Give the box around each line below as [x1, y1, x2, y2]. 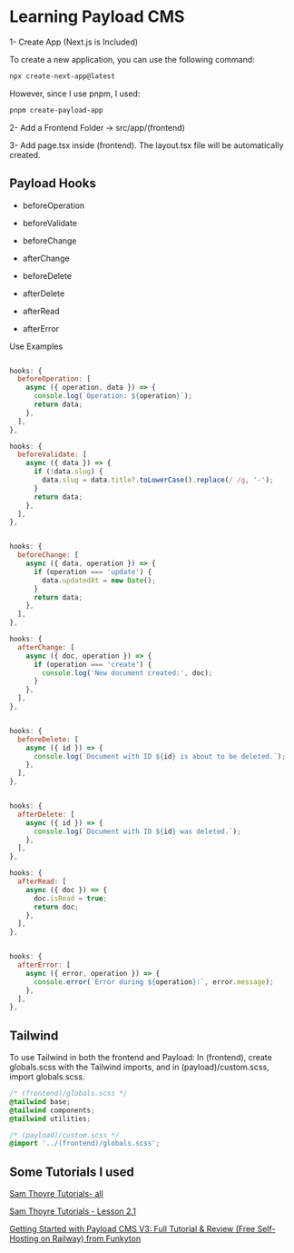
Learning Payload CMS [9, 6, 185, 27]
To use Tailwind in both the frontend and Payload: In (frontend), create [9, 1052, 272, 1063]
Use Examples [9, 341, 64, 352]
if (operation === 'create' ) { [33, 660, 152, 669]
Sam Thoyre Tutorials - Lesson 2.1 [9, 1206, 136, 1217]
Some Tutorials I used [9, 1164, 134, 1179]
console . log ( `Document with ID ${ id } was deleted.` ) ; [33, 827, 242, 836]
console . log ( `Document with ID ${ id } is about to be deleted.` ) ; [33, 751, 286, 761]
